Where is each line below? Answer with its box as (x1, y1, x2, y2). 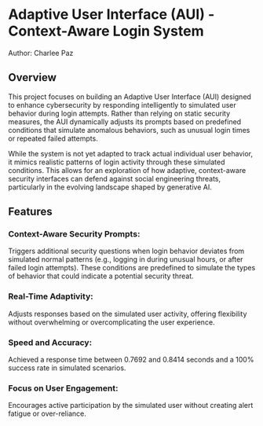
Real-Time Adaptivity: (8, 291, 93, 302)
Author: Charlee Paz (8, 48, 74, 57)
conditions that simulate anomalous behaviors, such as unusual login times (8, 125, 250, 134)
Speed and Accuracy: (8, 336, 93, 347)
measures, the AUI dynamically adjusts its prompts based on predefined (8, 116, 242, 127)
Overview (8, 71, 57, 84)
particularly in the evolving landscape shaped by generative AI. (8, 182, 212, 192)
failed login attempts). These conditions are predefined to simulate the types (8, 263, 256, 273)
